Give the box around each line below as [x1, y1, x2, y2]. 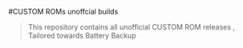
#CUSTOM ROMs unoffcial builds [8, 7, 119, 16]
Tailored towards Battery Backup [27, 31, 136, 40]
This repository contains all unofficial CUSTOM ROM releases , [27, 22, 235, 31]
